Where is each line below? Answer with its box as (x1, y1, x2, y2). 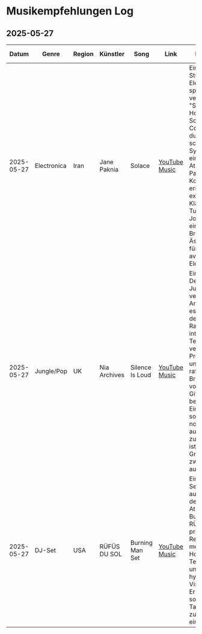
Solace (130, 161, 150, 170)
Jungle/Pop (34, 367, 68, 375)
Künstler (99, 50, 125, 58)
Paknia (99, 166, 119, 173)
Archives (99, 371, 125, 379)
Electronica (34, 161, 67, 170)
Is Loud (130, 371, 151, 379)
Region (73, 50, 94, 58)
